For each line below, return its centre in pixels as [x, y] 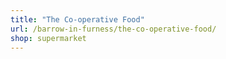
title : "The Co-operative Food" [77, 19]
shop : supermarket [48, 38]
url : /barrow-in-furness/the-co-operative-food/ [113, 29]
